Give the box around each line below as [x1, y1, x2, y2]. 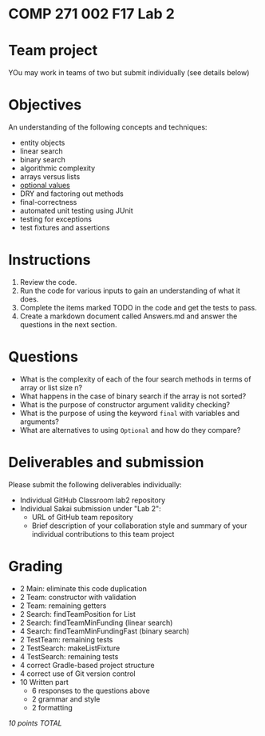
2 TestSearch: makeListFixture [19, 643, 121, 653]
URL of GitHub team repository [31, 512, 133, 522]
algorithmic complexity [19, 163, 96, 173]
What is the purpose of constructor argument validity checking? [19, 399, 231, 409]
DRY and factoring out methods [19, 189, 124, 198]
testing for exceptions [19, 214, 92, 224]
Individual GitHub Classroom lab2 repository [19, 495, 166, 505]
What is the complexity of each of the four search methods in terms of [19, 374, 251, 384]
